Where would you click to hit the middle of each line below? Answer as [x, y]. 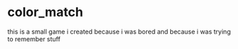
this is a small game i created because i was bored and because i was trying [119, 31]
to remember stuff [34, 38]
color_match [45, 12]
